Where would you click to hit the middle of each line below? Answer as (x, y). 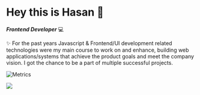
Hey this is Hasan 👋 (55, 12)
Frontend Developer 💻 (35, 29)
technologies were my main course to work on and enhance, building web (98, 50)
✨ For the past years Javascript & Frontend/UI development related (89, 43)
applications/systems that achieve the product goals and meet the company (100, 56)
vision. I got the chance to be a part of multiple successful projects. (89, 63)
